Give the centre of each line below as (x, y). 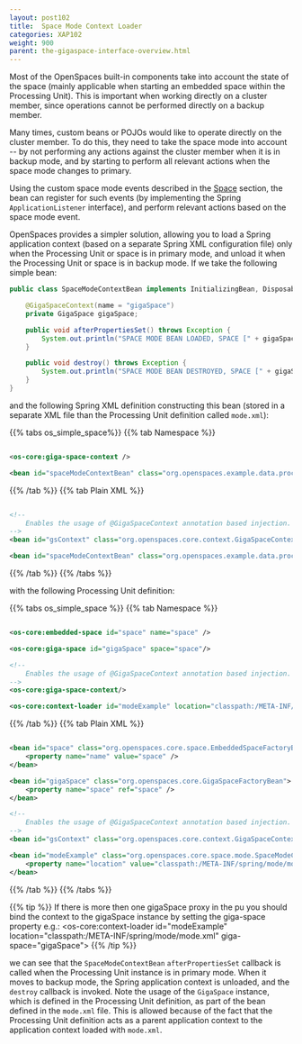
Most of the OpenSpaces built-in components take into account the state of (149, 77)
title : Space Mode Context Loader (76, 26)
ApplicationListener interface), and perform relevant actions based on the (148, 207)
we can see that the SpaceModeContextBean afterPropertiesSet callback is (145, 962)
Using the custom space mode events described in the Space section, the (146, 188)
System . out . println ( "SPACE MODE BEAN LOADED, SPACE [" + (150, 339)
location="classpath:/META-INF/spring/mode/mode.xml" (115, 935)
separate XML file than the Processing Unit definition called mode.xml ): (139, 414)
